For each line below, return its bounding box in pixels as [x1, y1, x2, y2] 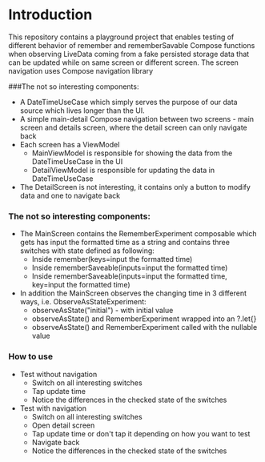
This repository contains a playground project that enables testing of [8, 32, 235, 42]
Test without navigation [19, 369, 98, 379]
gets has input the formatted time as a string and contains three [19, 238, 231, 247]
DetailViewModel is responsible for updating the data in [31, 165, 215, 175]
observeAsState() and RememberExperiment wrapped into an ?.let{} [31, 314, 257, 323]
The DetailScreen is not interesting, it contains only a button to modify [19, 182, 251, 191]
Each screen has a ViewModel [19, 139, 120, 149]
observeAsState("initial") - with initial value [31, 306, 174, 315]
